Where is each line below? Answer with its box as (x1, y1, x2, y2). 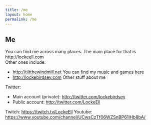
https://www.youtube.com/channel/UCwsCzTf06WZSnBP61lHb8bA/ (5, 114, 146, 120)
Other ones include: (5, 59, 46, 65)
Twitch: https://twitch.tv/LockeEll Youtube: (5, 109, 92, 115)
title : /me (5, 7, 28, 13)
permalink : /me (5, 17, 37, 22)
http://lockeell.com (5, 54, 44, 60)
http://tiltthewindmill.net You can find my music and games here (12, 69, 144, 75)
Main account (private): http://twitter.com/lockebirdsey (12, 94, 126, 100)
